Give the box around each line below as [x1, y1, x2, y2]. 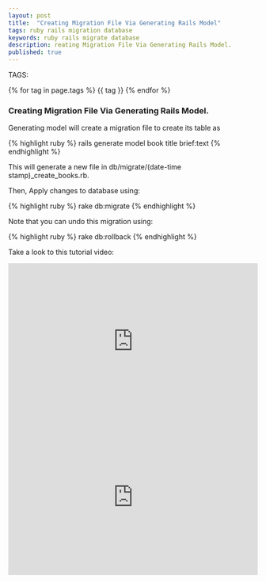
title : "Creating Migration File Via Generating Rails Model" [8, 19, 222, 27]
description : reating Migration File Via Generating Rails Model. [8, 41, 232, 49]
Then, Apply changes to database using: [8, 186, 140, 196]
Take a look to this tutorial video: [8, 247, 115, 257]
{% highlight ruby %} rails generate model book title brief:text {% [8, 139, 221, 148]
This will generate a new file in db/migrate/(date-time [8, 162, 182, 172]
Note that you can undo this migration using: [8, 217, 154, 226]
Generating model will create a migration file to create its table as [8, 124, 221, 133]
